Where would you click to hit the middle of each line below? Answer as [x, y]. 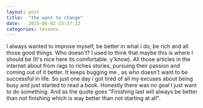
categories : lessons [33, 29]
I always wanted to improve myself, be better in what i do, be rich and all [97, 46]
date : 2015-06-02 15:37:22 [43, 23]
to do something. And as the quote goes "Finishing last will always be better [102, 92]
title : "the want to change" [45, 18]
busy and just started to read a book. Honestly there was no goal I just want [102, 85]
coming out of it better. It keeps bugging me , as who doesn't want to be [97, 72]
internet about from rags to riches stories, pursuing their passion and [93, 66]
